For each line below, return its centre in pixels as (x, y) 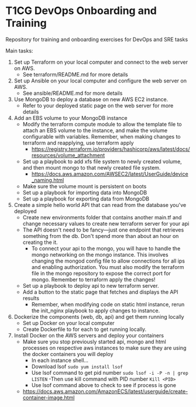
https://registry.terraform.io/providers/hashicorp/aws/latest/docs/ (111, 149)
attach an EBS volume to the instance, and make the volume (95, 130)
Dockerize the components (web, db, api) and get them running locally (99, 316)
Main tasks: (19, 50)
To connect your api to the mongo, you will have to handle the (106, 248)
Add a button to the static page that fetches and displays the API (100, 292)
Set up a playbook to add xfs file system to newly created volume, (102, 161)
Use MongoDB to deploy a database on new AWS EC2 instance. (91, 99)
